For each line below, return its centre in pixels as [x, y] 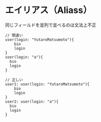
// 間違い [14, 35]
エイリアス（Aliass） [49, 10]
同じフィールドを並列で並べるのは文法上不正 [51, 25]
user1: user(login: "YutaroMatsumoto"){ [48, 84]
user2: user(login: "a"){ [32, 102]
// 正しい [14, 80]
